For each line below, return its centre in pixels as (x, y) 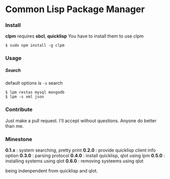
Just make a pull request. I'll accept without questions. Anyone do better (81, 121)
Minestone (19, 139)
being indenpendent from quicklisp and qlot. (52, 170)
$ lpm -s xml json (25, 97)
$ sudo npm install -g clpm (35, 46)
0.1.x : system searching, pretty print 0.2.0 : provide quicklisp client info (80, 150)
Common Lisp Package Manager (75, 9)
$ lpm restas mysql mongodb (35, 92)
